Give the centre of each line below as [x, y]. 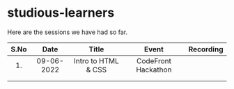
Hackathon [154, 70]
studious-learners [61, 13]
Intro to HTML [97, 60]
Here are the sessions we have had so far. [67, 32]
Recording [206, 49]
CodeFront [154, 60]
